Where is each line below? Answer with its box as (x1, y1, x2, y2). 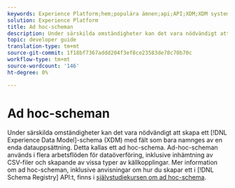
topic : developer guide (7, 36, 77, 43)
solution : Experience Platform (7, 17, 99, 24)
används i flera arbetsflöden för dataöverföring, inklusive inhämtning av (7, 151, 213, 159)
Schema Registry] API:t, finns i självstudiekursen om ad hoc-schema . (7, 173, 206, 182)
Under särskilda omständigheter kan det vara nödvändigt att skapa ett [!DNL (7, 128, 227, 137)
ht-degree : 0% (7, 69, 49, 76)
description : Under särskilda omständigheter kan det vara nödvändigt (7, 29, 218, 37)
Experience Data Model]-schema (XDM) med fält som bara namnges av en (7, 136, 222, 145)
